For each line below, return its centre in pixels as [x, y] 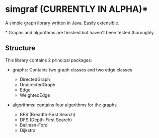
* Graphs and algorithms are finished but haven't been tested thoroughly [79, 32]
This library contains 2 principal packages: [49, 60]
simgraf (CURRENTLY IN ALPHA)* [77, 9]
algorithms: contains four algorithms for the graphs [64, 105]
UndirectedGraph [38, 84]
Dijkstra [28, 130]
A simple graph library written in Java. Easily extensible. [62, 23]
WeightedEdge [35, 95]
